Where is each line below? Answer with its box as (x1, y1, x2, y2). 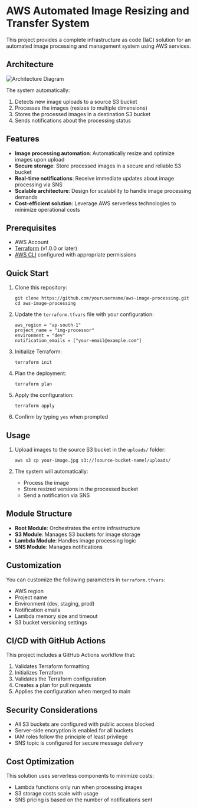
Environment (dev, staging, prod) (14, 600, 95, 607)
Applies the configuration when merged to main (14, 688, 131, 695)
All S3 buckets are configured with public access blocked (14, 721, 155, 728)
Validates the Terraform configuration (14, 675, 106, 682)
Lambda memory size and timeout (14, 612, 98, 620)
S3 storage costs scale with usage (14, 790, 98, 797)
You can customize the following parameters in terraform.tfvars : (6, 576, 166, 583)
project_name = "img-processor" (14, 327, 94, 334)
